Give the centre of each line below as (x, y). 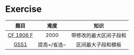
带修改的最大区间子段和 (99, 35)
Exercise (23, 9)
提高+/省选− (52, 45)
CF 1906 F (20, 35)
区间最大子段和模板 (99, 45)
